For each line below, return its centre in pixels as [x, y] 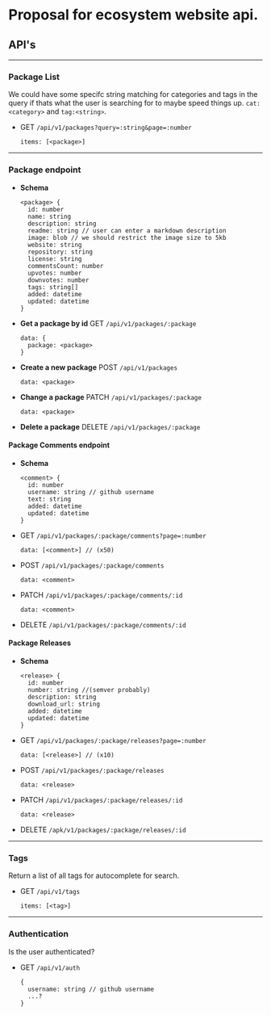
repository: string [60, 252]
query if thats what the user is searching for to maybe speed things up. [126, 103]
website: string [55, 245]
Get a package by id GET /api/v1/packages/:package [108, 323]
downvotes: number [58, 280]
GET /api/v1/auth [50, 967]
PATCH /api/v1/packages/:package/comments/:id [101, 594]
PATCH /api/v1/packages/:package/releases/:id [101, 800]
